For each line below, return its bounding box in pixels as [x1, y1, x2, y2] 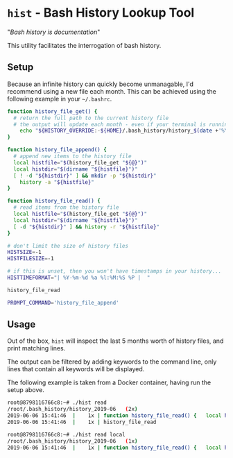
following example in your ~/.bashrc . [7, 94, 112, 103]
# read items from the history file [13, 204, 119, 211]
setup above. [7, 386, 45, 394]
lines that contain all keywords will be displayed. [7, 365, 145, 373]
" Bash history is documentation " [7, 28, 101, 36]
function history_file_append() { [7, 146, 107, 153]
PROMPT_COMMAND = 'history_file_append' [7, 299, 119, 306]
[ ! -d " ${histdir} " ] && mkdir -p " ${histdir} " [13, 172, 157, 179]
